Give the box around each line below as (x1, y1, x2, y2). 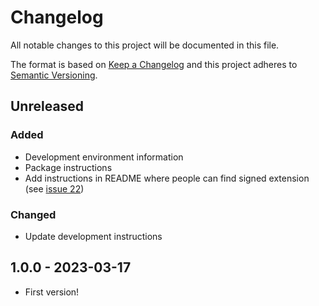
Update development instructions (24, 230, 163, 242)
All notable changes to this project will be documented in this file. (10, 39, 280, 51)
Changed (10, 207, 57, 221)
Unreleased (10, 98, 85, 115)
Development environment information (24, 151, 184, 163)
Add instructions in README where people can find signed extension (24, 172, 310, 184)
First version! (24, 286, 80, 298)
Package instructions (24, 161, 113, 173)
